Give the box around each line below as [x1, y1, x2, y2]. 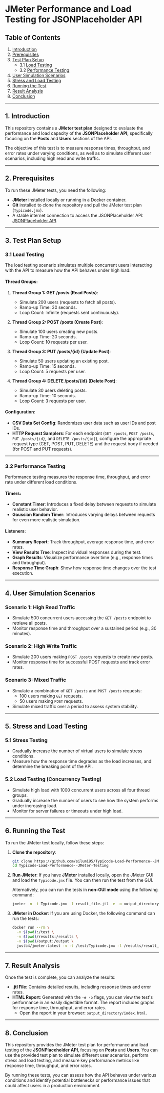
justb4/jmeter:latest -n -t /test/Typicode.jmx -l [17, 943, 122, 948]
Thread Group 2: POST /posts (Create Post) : [12, 319, 103, 325]
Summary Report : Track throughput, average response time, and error [12, 539, 155, 545]
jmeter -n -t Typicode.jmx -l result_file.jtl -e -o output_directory [12, 901, 159, 907]
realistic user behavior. [12, 507, 58, 512]
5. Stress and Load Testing [5, 722, 88, 731]
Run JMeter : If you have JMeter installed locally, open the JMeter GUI [12, 872, 154, 878]
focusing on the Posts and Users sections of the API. [5, 135, 112, 141]
